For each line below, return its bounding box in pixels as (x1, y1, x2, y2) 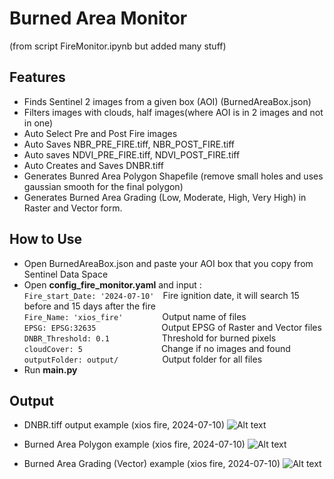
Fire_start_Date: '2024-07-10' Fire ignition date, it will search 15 (23, 289, 300, 301)
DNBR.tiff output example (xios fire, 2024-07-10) (23, 419, 226, 431)
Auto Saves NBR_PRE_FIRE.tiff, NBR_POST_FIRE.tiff (23, 138, 235, 150)
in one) (23, 117, 54, 129)
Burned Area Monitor (9, 7, 188, 30)
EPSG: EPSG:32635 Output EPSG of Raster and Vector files (23, 321, 322, 333)
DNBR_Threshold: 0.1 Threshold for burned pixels (23, 332, 277, 344)
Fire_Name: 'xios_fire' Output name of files (23, 310, 247, 322)
